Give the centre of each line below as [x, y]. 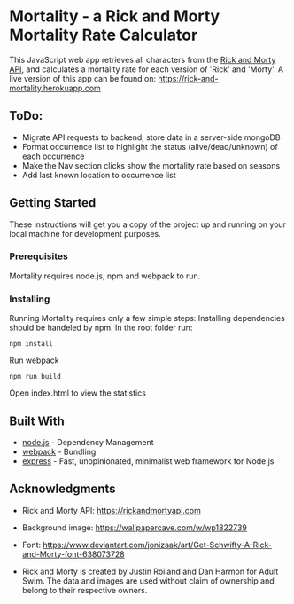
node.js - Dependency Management [88, 442]
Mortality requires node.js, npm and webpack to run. [105, 276]
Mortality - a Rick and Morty [115, 16]
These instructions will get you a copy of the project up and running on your [147, 224]
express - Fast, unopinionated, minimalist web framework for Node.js [148, 461]
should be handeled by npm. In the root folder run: [101, 328]
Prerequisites [39, 256]
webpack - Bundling [59, 451]
